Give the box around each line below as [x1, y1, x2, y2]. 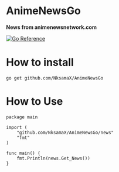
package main [6, 114, 38, 120]
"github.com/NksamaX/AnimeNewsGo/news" [16, 130, 114, 135]
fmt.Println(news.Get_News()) [16, 155, 91, 161]
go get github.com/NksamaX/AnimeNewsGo [6, 75, 104, 81]
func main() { [6, 150, 41, 156]
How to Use [6, 95, 63, 108]
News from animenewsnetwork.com [6, 24, 97, 31]
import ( [6, 124, 28, 130]
